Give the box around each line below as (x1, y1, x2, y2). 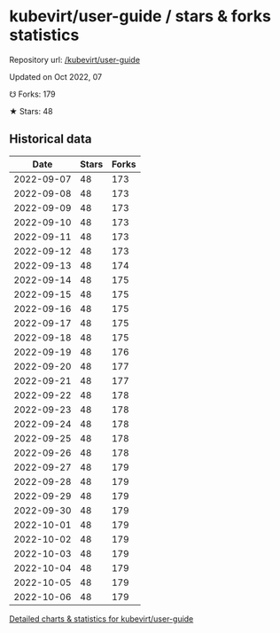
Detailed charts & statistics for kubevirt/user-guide (9, 613, 194, 624)
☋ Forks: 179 (9, 89, 56, 99)
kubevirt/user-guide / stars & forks (9, 6, 272, 27)
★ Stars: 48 (9, 105, 53, 116)
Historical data (9, 131, 92, 147)
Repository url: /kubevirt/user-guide (9, 54, 140, 65)
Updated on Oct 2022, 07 (9, 71, 103, 82)
